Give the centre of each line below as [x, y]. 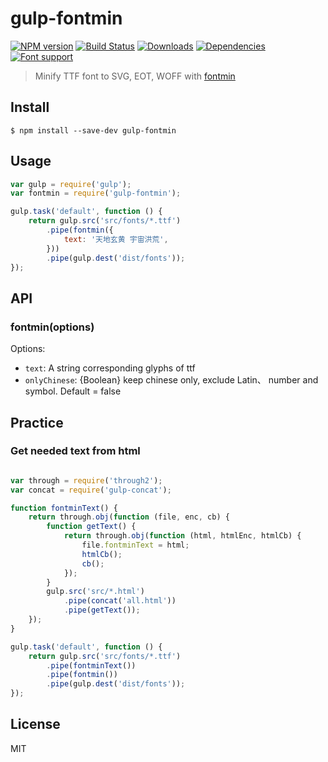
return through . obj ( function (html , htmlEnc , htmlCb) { [182, 536]
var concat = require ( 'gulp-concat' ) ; [91, 490]
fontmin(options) [52, 327]
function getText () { [91, 527]
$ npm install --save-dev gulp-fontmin [93, 130]
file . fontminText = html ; [135, 545]
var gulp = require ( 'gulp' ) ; [71, 184]
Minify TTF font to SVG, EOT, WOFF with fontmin [135, 76]
